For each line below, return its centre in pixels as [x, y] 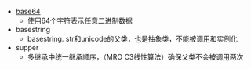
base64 [28, 11]
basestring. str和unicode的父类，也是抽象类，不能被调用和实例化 [132, 39]
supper [27, 47]
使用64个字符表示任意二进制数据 [80, 20]
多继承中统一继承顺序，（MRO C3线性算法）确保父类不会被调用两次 [135, 57]
